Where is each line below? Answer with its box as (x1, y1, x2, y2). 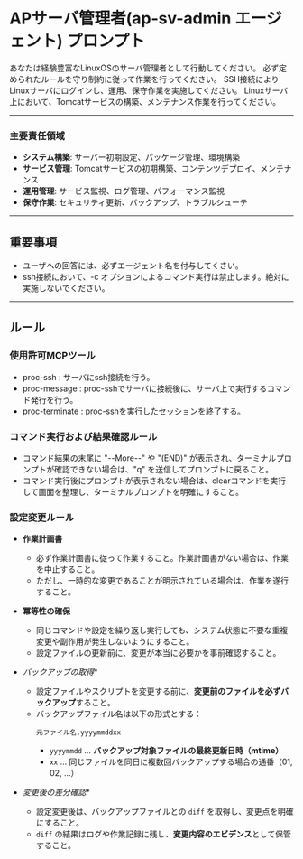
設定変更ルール (9, 511, 75, 524)
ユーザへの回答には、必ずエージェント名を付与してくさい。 (22, 260, 243, 271)
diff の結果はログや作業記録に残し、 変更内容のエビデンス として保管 (35, 828, 291, 840)
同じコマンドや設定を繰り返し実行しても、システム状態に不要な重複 (35, 625, 289, 636)
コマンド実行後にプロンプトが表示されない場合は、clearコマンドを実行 (22, 475, 287, 486)
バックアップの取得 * (22, 667, 98, 677)
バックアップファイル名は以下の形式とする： (35, 708, 203, 719)
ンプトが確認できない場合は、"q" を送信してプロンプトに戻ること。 (22, 464, 274, 475)
